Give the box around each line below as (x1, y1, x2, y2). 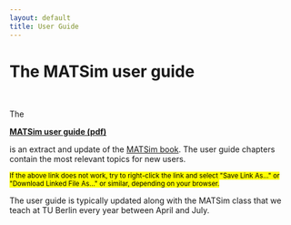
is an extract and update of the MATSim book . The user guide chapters (9, 144, 276, 155)
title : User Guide (9, 22, 79, 31)
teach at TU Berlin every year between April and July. (9, 205, 210, 216)
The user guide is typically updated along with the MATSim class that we (9, 195, 282, 206)
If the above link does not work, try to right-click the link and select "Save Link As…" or (9, 171, 280, 180)
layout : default (9, 13, 71, 23)
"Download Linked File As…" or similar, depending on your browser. (9, 179, 220, 189)
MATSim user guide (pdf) (9, 127, 107, 138)
